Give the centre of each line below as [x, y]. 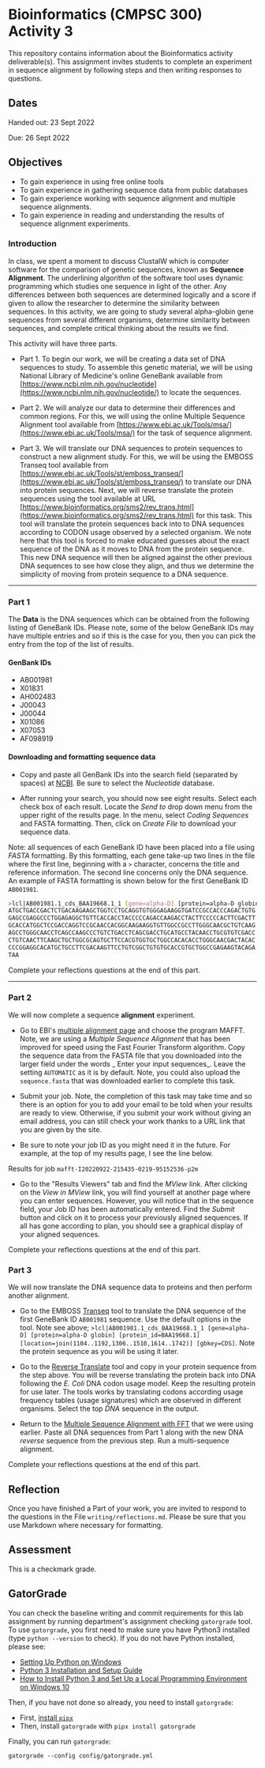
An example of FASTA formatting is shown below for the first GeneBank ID [128, 880]
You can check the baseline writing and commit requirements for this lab [126, 1612]
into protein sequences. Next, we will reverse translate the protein [127, 490]
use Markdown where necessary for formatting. [86, 1525]
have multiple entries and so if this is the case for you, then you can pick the [132, 636]
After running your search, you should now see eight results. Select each [138, 798]
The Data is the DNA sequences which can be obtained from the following [129, 619]
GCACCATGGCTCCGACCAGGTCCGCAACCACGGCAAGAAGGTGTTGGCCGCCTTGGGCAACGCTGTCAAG [132, 926]
